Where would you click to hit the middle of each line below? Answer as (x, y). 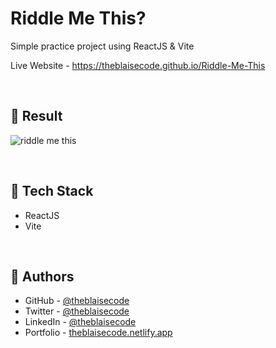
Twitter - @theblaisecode (77, 311)
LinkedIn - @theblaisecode (80, 322)
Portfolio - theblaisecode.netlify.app (98, 333)
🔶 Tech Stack (52, 191)
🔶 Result (36, 116)
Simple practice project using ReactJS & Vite (102, 46)
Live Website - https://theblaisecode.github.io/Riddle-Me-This (138, 65)
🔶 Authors (42, 276)
